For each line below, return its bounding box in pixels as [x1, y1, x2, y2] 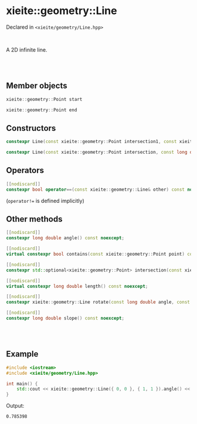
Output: [6, 402, 25, 409]
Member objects [6, 81, 67, 91]
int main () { [6, 381, 38, 386]
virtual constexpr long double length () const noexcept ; [6, 283, 148, 289]
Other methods [6, 214, 63, 224]
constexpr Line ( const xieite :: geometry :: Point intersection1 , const [6, 139, 177, 145]
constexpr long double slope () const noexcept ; [6, 316, 125, 321]
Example [6, 349, 39, 359]
